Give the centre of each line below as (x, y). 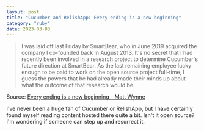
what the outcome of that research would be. (78, 85)
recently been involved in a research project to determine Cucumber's (110, 59)
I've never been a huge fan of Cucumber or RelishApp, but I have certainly (100, 109)
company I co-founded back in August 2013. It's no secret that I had (107, 53)
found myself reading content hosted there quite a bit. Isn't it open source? (100, 115)
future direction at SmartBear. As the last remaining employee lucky (106, 66)
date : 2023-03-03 (28, 29)
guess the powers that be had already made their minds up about (104, 79)
